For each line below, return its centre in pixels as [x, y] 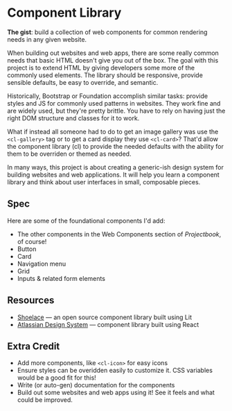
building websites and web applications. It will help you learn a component [113, 175]
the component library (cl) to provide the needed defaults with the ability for [115, 146]
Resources [31, 300]
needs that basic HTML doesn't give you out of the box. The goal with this [113, 60]
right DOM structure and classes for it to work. [73, 118]
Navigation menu [42, 264]
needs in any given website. [47, 39]
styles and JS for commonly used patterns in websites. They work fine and [114, 103]
